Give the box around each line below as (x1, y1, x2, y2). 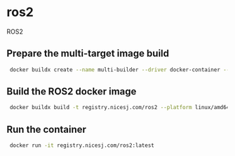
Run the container (6, 123, 87, 135)
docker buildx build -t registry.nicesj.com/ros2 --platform (9, 104, 192, 111)
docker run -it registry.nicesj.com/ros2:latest (9, 142, 155, 149)
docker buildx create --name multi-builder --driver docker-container (9, 66, 220, 73)
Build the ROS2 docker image (6, 85, 137, 98)
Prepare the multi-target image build (6, 48, 170, 59)
